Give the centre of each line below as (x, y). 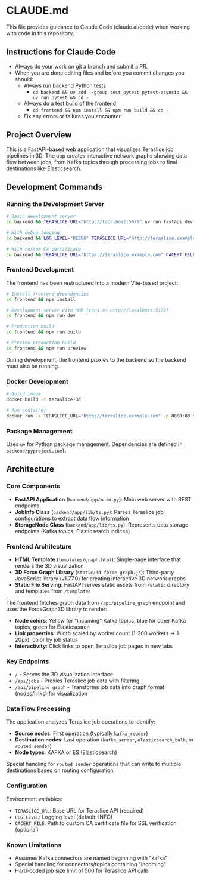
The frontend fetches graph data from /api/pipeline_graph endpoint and (96, 602)
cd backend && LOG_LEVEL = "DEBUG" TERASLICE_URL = (68, 238)
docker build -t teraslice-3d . (46, 399)
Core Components (33, 486)
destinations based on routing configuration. (60, 770)
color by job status (55, 639)
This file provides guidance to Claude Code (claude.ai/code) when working (98, 27)
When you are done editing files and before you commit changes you (99, 73)
